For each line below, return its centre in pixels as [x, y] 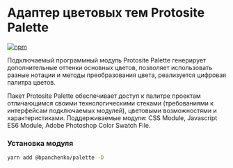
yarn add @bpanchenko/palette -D [56, 158]
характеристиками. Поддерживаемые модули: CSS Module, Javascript [112, 118]
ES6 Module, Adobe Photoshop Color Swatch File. [79, 125]
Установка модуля [40, 143]
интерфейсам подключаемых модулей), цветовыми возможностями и [112, 110]
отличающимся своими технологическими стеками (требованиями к [111, 103]
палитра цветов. [31, 82]
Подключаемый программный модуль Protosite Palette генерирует [107, 60]
